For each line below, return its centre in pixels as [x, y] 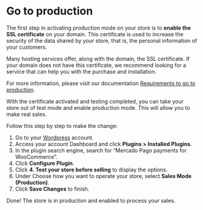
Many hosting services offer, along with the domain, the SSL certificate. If [98, 59]
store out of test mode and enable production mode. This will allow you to [98, 107]
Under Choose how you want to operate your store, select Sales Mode [103, 176]
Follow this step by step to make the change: [62, 126]
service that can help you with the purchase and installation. [82, 71]
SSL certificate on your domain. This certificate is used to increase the [95, 34]
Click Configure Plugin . [45, 163]
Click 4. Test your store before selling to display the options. [91, 170]
